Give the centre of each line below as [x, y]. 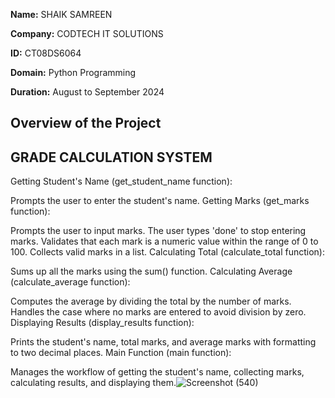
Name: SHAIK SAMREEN [61, 14]
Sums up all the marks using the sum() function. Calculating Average [151, 271]
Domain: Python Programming [73, 72]
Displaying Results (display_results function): [102, 323]
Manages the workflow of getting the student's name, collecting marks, [157, 372]
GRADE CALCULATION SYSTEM [111, 157]
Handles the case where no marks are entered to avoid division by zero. [158, 312]
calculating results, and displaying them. [93, 383]
